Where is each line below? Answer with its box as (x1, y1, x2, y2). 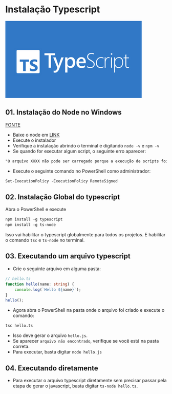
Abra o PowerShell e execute (5, 207, 67, 213)
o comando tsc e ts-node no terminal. (5, 237, 85, 243)
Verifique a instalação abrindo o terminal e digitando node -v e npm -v (12, 142, 160, 148)
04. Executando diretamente (5, 364, 98, 372)
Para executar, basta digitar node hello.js (12, 349, 102, 355)
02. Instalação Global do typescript (5, 193, 120, 201)
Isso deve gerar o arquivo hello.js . (12, 332, 88, 339)
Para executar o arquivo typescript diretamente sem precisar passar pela (12, 377, 167, 383)
